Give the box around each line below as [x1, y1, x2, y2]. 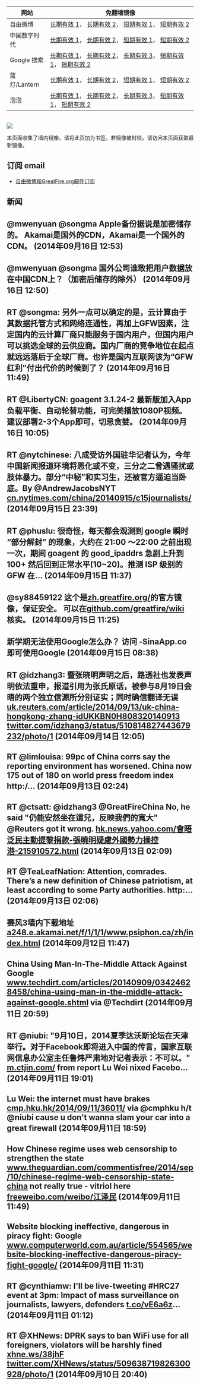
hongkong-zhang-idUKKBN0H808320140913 [7, 711, 180, 721]
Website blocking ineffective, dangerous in [7, 1222, 170, 1232]
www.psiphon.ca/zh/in [106, 927, 193, 938]
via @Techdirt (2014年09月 [90, 998, 193, 1008]
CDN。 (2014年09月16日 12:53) [7, 241, 123, 251]
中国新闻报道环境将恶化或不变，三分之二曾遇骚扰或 [7, 461, 194, 471]
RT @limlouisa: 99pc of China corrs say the [7, 752, 171, 762]
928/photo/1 [7, 1370, 54, 1380]
